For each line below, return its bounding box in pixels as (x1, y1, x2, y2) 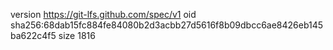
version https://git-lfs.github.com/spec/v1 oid (10, 9, 197, 20)
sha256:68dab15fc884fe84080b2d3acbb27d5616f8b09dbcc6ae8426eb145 (10, 19, 324, 31)
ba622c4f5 (10, 30, 57, 41)
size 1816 (58, 30, 96, 41)
